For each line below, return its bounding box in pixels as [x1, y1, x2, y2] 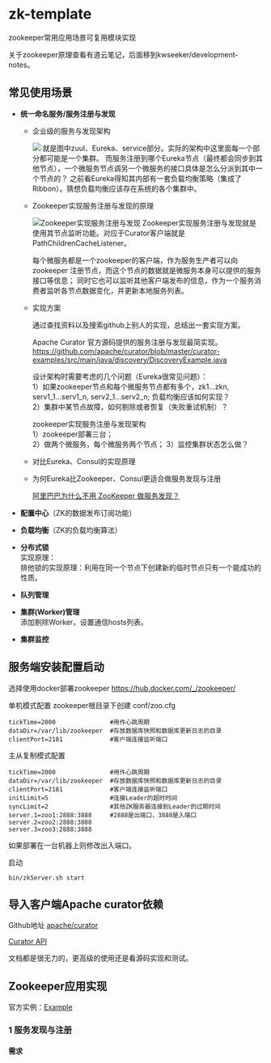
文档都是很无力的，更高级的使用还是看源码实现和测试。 [8, 953, 193, 963]
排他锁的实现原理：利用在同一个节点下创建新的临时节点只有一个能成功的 [19, 563, 261, 572]
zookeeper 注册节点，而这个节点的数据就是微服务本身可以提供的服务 [32, 265, 261, 275]
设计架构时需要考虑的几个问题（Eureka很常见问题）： [32, 371, 209, 381]
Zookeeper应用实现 [8, 979, 108, 993]
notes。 [8, 60, 35, 70]
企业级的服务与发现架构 [32, 126, 111, 136]
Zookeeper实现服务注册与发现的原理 [32, 200, 154, 210]
